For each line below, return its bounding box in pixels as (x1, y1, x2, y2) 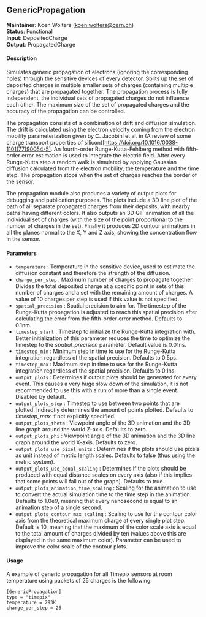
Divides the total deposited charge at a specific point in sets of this (15, 282, 185, 290)
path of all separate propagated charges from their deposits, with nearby (6, 203, 191, 210)
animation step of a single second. (15, 504, 102, 511)
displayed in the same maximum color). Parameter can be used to (15, 536, 181, 544)
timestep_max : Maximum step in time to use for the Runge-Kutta (15, 361, 178, 368)
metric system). (15, 458, 55, 466)
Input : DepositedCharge (6, 34, 67, 42)
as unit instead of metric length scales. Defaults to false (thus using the (15, 452, 196, 459)
